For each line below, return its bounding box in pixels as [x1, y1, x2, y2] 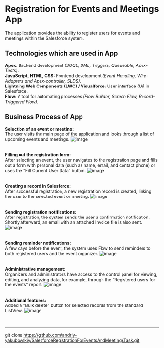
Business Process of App [5, 113, 83, 121]
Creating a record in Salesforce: [5, 183, 71, 189]
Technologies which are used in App [5, 49, 118, 58]
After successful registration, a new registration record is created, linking [5, 188, 152, 194]
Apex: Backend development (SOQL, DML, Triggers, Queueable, [5, 62, 135, 68]
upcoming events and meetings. [5, 136, 70, 142]
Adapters [5, 78, 24, 84]
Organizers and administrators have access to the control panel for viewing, [5, 271, 158, 277]
